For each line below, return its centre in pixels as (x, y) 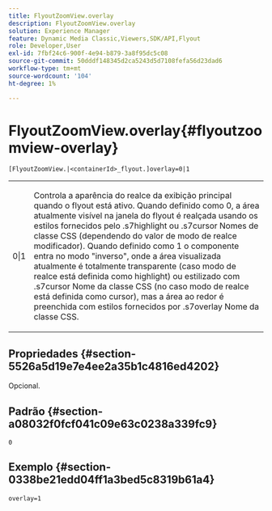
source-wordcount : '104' (50, 76)
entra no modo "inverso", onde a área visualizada (127, 256)
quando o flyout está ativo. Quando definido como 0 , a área (147, 205)
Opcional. (24, 386)
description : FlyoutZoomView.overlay (72, 23)
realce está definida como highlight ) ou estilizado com (137, 277)
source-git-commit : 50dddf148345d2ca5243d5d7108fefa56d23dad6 (115, 61)
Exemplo (31, 467)
